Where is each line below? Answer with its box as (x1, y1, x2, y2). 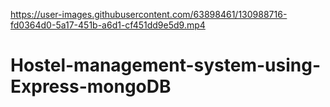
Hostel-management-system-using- (10, 54, 321, 77)
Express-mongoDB (10, 75, 172, 98)
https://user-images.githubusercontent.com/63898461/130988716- (10, 9, 288, 20)
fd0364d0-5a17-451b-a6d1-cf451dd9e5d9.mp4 (10, 19, 206, 31)
